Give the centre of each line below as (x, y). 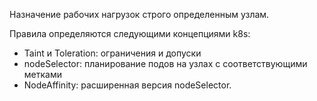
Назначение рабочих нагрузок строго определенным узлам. (139, 14)
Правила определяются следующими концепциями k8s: (130, 33)
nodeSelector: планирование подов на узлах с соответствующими (165, 63)
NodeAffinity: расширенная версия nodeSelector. (127, 85)
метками (42, 74)
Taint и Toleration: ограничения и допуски (112, 53)
